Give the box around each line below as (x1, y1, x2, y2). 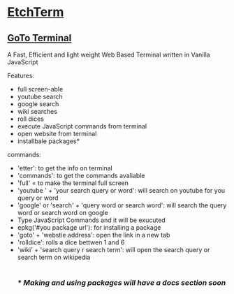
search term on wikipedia (17, 253, 91, 261)
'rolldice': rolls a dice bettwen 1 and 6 (17, 238, 125, 247)
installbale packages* (17, 137, 80, 145)
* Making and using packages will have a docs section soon (17, 277, 226, 287)
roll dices (17, 115, 44, 123)
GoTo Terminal (7, 32, 72, 44)
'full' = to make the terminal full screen (17, 179, 129, 187)
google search (17, 100, 59, 108)
